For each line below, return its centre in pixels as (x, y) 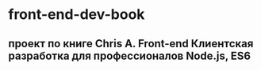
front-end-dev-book (77, 15)
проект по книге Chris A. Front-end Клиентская (131, 44)
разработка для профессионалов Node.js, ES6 (130, 55)
